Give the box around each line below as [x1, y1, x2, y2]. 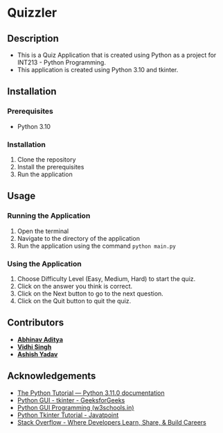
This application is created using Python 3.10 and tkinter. [17, 66, 179, 74]
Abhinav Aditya [17, 335, 64, 343]
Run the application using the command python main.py [17, 241, 177, 250]
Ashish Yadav [17, 350, 58, 358]
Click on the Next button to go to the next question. [17, 289, 164, 298]
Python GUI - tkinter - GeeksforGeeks [17, 396, 125, 404]
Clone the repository [17, 155, 76, 164]
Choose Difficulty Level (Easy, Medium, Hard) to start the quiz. [17, 274, 196, 282]
